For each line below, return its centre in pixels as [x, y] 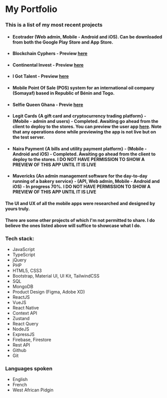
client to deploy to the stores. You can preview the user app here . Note [87, 126]
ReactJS [21, 297]
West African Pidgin [33, 390]
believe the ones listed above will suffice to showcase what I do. [73, 225]
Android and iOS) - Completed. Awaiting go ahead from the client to [84, 154]
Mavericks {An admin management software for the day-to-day [80, 176]
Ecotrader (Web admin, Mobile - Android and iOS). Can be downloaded [87, 36]
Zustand [21, 318]
